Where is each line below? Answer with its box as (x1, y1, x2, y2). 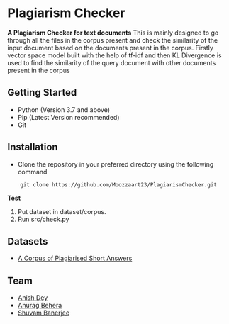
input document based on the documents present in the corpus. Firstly (7, 43, 214, 52)
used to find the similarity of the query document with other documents (7, 58, 216, 67)
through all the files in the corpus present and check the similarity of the (7, 35, 218, 44)
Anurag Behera (17, 301, 62, 310)
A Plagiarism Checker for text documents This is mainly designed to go (7, 28, 219, 37)
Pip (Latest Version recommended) (17, 113, 120, 121)
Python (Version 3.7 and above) (17, 105, 111, 114)
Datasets (7, 235, 48, 247)
